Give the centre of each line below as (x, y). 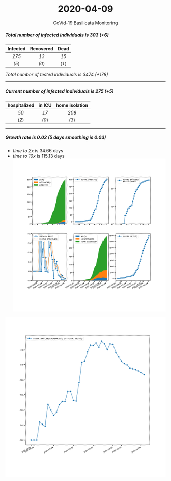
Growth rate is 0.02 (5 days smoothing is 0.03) (56, 137)
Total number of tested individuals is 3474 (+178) (57, 75)
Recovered (41, 49)
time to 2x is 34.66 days (38, 150)
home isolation (72, 105)
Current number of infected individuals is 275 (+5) (60, 91)
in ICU (45, 105)
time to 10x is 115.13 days (38, 156)
